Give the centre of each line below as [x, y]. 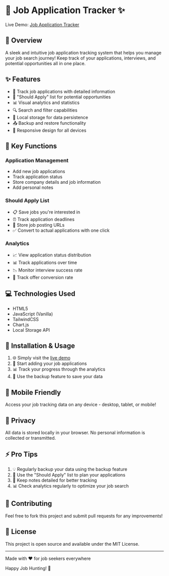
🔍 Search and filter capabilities [45, 110]
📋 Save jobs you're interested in [46, 212]
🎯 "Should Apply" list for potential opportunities [62, 97]
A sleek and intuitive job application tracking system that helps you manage [83, 53]
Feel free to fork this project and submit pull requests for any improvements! [84, 516]
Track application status [37, 177]
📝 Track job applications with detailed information [64, 91]
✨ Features [23, 80]
